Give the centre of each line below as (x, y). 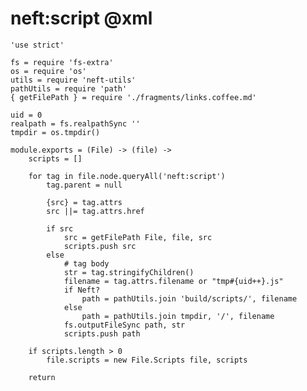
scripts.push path (102, 333)
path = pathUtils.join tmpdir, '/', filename (178, 316)
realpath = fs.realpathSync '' (75, 123)
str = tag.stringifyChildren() (129, 272)
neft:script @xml (81, 18)
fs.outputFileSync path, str (124, 325)
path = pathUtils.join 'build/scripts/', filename (189, 298)
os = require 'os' (48, 71)
